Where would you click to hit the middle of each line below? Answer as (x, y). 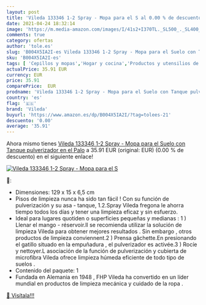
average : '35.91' (29, 126)
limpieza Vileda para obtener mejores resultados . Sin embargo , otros (103, 231)
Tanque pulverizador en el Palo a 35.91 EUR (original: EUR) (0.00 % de (95, 150)
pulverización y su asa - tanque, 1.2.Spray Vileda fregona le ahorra (99, 206)
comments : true (26, 35)
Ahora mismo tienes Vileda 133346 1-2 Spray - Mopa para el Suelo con (96, 144)
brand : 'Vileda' (27, 109)
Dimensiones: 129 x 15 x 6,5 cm (55, 192)
